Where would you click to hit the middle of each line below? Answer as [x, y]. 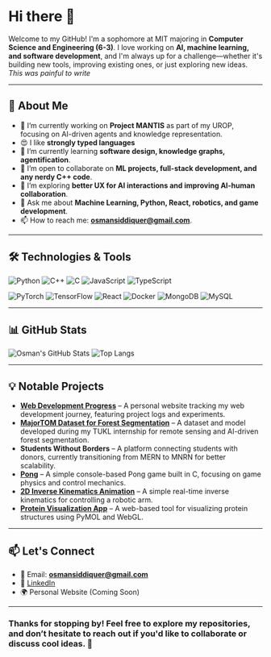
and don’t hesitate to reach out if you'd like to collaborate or [128, 634]
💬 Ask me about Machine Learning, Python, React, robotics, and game [139, 202]
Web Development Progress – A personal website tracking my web [132, 405]
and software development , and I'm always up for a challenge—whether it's [135, 56]
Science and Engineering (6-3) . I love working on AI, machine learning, [129, 47]
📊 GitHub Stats [48, 330]
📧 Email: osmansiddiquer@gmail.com [84, 574]
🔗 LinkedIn [38, 583]
